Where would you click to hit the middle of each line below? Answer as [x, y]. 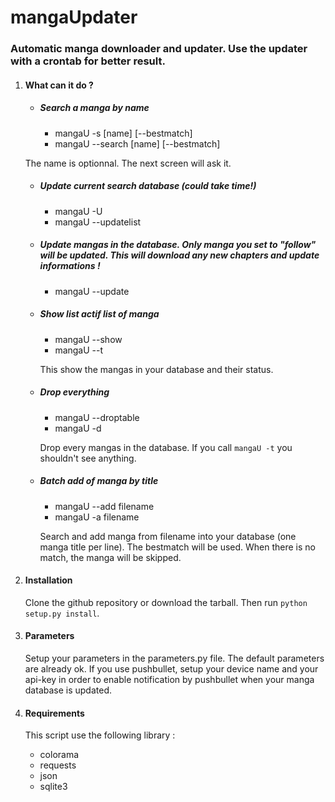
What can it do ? [59, 85]
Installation [48, 580]
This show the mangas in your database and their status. [156, 369]
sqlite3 [53, 787]
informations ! [70, 266]
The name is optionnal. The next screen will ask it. [128, 163]
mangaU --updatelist [98, 222]
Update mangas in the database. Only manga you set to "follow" [178, 245]
